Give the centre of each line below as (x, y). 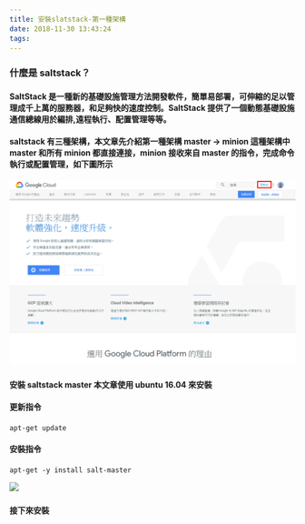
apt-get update (38, 428)
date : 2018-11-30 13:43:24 (60, 29)
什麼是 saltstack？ (50, 73)
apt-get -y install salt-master (70, 470)
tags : (20, 38)
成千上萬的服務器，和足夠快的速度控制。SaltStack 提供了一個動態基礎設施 (156, 107)
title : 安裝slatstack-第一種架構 (68, 19)
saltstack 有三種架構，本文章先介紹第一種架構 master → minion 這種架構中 (150, 142)
